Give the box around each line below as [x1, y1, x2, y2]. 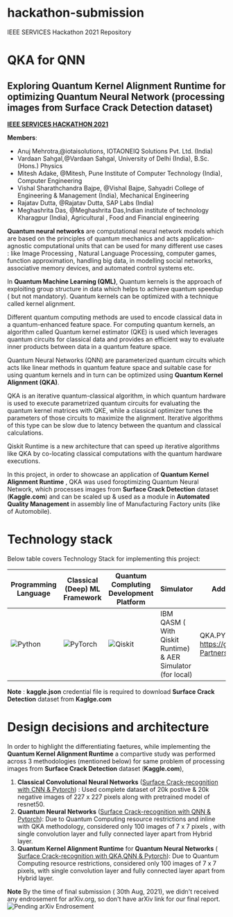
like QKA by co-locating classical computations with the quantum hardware [7, 449, 223, 457]
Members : [7, 133, 37, 142]
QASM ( [160, 617, 186, 627]
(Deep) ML [64, 584, 101, 594]
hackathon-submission [7, 5, 144, 21]
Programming [10, 579, 57, 589]
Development [108, 588, 154, 598]
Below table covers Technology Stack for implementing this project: [7, 554, 200, 562]
